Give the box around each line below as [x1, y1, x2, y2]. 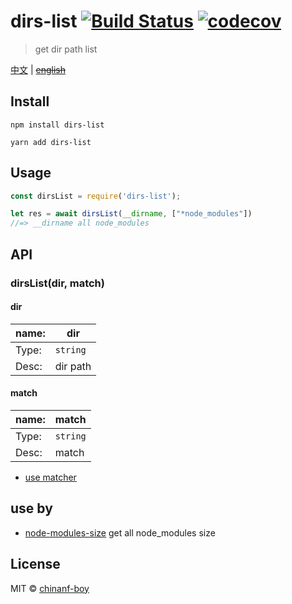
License [10, 556, 61, 573]
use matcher [24, 471, 77, 483]
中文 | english [10, 63, 66, 75]
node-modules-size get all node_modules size [24, 526, 216, 539]
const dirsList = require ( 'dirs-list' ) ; [10, 191, 182, 201]
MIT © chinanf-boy [10, 582, 90, 594]
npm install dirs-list [10, 120, 105, 130]
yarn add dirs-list [10, 137, 92, 147]
